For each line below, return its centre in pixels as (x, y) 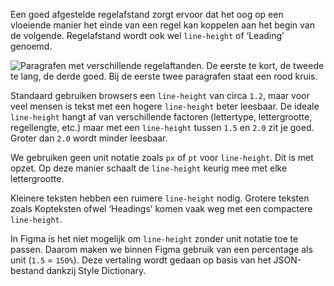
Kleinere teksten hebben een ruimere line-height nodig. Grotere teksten (160, 198)
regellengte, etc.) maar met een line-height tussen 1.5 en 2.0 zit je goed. (162, 127)
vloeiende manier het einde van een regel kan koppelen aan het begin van (162, 25)
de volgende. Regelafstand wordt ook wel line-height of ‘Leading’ (147, 35)
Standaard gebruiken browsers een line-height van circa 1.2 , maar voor (160, 95)
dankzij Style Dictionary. (96, 270)
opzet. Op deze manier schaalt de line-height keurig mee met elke (149, 168)
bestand (27, 270)
